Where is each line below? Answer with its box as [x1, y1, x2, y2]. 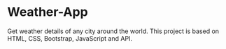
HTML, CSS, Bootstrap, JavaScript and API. [7, 34, 133, 42]
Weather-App [7, 4, 89, 20]
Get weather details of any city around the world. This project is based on [7, 27, 219, 35]
